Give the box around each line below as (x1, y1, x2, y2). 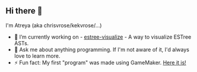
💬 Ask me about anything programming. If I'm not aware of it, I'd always (14, 46, 189, 53)
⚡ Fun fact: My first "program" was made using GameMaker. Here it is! (14, 59, 186, 66)
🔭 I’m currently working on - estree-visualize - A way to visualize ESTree (14, 33, 192, 40)
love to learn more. (14, 52, 61, 60)
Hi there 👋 (5, 6, 43, 16)
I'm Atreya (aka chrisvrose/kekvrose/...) (5, 21, 102, 29)
